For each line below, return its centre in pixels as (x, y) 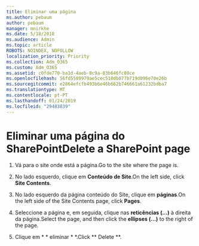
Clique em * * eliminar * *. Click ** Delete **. (68, 237)
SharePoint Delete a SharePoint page (98, 149)
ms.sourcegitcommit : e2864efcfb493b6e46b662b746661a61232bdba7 (87, 84)
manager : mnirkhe (28, 28)
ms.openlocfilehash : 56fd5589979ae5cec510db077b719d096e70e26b (87, 78)
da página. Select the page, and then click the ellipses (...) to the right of (104, 219)
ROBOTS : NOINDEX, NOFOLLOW (40, 51)
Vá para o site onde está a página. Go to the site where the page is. (97, 165)
